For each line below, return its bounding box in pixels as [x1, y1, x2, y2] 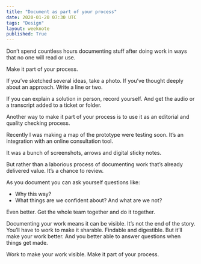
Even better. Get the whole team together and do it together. [6, 208, 155, 216]
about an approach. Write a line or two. [6, 83, 104, 91]
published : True [6, 31, 47, 37]
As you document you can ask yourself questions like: [6, 179, 140, 186]
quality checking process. [6, 119, 70, 127]
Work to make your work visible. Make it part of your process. [6, 251, 159, 258]
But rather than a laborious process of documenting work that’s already [6, 161, 184, 168]
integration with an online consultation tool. [6, 137, 113, 145]
